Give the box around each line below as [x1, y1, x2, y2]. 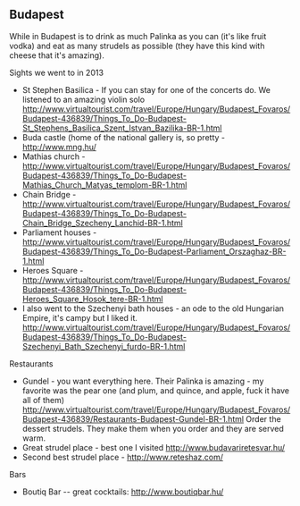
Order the [245, 413, 281, 424]
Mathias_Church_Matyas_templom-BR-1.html [21, 179, 187, 190]
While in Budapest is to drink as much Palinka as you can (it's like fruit [9, 30, 267, 41]
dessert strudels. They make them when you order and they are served [21, 423, 284, 434]
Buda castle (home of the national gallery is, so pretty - [21, 131, 226, 142]
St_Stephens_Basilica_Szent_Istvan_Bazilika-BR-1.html [21, 122, 222, 133]
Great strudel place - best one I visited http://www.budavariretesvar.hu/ [21, 442, 286, 452]
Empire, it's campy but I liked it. [21, 312, 138, 323]
